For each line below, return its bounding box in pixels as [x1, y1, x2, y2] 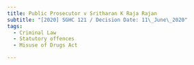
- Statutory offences [13, 36, 75, 42]
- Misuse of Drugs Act [13, 42, 78, 49]
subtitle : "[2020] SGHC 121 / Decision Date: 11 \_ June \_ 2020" [7, 16, 188, 23]
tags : [7, 23, 23, 29]
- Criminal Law [13, 29, 57, 36]
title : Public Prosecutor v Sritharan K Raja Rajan [7, 10, 157, 17]
